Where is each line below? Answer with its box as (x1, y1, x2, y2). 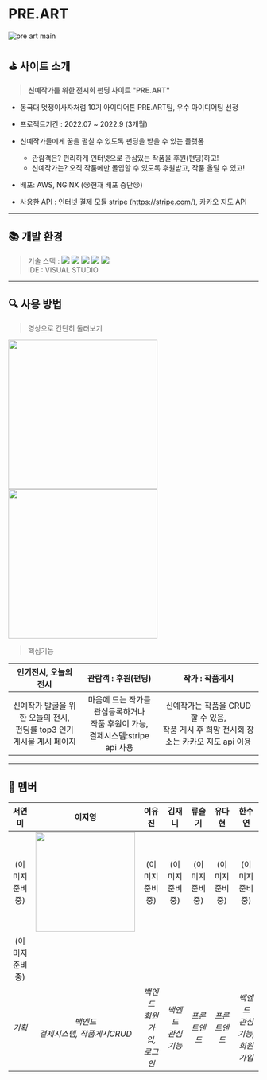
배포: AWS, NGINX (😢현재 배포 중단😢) (19, 180, 143, 190)
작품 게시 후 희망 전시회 (162, 724, 245, 735)
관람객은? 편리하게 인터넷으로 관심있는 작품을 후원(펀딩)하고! (31, 153, 219, 162)
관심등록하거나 (94, 706, 145, 718)
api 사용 (105, 742, 133, 753)
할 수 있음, (190, 712, 226, 723)
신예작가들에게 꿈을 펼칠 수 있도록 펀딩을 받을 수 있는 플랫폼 (19, 136, 205, 146)
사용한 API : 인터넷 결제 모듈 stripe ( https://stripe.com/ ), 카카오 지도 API (19, 197, 247, 206)
